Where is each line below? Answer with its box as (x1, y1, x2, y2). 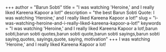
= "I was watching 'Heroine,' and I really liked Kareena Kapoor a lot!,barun (5, 25, 158, 31)
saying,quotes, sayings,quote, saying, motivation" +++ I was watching (5, 36, 150, 42)
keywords (140, 20, 161, 26)
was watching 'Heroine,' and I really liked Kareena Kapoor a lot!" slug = (5, 15, 152, 20)
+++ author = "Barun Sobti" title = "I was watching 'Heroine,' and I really (5, 4, 154, 10)
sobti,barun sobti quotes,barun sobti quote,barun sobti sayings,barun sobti (5, 31, 160, 36)
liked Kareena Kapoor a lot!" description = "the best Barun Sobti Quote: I (5, 9, 154, 15)
